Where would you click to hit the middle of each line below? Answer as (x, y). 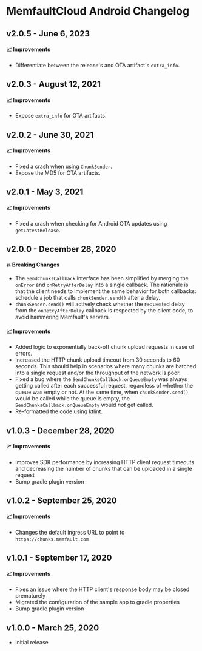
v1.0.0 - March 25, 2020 (53, 628)
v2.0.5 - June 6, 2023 (48, 34)
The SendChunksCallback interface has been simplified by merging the (102, 278)
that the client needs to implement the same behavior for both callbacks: (106, 291)
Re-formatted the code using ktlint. (59, 411)
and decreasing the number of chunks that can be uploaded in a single (103, 468)
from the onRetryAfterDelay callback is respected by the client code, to (104, 311)
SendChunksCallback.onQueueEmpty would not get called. (84, 405)
